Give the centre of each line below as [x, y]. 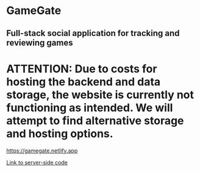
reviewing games [40, 42]
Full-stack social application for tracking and [93, 33]
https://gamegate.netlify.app [42, 151]
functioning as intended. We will [90, 108]
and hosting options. [60, 133]
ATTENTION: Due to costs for [82, 69]
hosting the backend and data [84, 81]
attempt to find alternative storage [95, 120]
